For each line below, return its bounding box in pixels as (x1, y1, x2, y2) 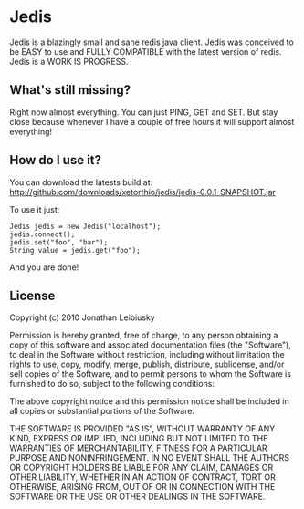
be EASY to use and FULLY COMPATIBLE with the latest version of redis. (9, 46, 282, 57)
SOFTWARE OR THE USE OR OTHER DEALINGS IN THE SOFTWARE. (9, 491, 266, 503)
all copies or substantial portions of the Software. (9, 406, 194, 417)
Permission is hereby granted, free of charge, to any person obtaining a (9, 330, 278, 341)
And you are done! (9, 262, 79, 273)
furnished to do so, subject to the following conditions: (9, 379, 215, 390)
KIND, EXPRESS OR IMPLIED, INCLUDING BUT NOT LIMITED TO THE (9, 433, 268, 444)
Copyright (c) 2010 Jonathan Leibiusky (9, 312, 155, 323)
